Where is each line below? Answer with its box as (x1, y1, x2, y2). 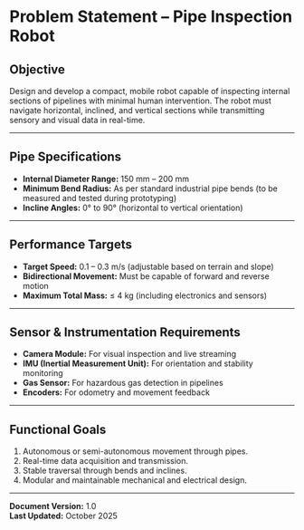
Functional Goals (9, 421, 107, 437)
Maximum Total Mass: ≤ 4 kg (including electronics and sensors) (22, 290, 268, 301)
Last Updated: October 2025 (9, 510, 118, 522)
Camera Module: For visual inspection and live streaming (22, 349, 237, 360)
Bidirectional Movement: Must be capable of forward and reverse (22, 270, 270, 282)
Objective (9, 62, 66, 77)
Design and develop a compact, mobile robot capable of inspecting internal (9, 86, 290, 96)
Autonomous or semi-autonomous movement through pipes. (22, 446, 249, 457)
